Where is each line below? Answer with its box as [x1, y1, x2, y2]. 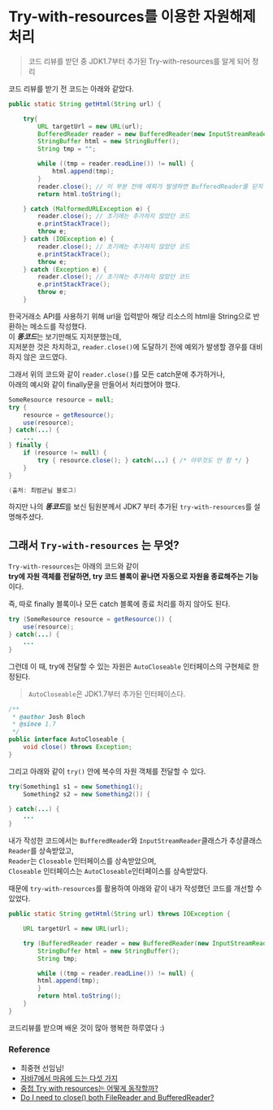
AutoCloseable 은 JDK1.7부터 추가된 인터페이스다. [28, 689, 186, 699]
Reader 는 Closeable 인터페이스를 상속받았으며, [8, 856, 157, 866]
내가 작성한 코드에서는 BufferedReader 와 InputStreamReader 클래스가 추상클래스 [8, 836, 262, 845]
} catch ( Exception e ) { [23, 265, 107, 274]
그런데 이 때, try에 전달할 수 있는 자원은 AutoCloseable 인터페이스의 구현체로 [8, 661, 251, 671]
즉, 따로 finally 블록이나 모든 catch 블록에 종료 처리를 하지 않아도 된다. [8, 599, 231, 609]
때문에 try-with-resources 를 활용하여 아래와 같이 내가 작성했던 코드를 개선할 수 [8, 884, 262, 893]
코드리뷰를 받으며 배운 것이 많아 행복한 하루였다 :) [8, 1023, 165, 1033]
